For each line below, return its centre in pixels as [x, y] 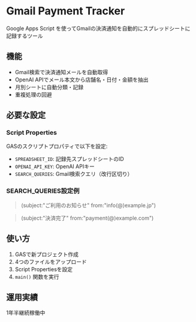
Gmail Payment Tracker [66, 11]
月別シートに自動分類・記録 [49, 87]
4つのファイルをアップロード [51, 262]
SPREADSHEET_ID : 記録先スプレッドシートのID [69, 159]
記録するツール [25, 36]
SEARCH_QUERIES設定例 [43, 191]
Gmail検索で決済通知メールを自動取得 [61, 72]
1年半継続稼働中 [26, 313]
